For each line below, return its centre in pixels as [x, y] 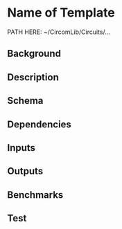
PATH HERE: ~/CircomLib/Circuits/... [59, 32]
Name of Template [61, 13]
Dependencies [39, 124]
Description [33, 77]
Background [34, 54]
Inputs [21, 148]
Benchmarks [35, 195]
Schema [25, 101]
